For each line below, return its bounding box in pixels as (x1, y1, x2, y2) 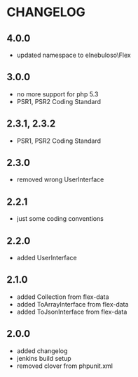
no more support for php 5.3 (16, 89, 99, 98)
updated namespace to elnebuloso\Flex (16, 51, 131, 59)
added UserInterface (16, 254, 78, 262)
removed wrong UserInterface (16, 175, 104, 184)
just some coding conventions (16, 215, 104, 223)
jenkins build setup (16, 354, 71, 362)
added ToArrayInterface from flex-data (16, 300, 129, 308)
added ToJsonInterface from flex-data (16, 307, 127, 316)
